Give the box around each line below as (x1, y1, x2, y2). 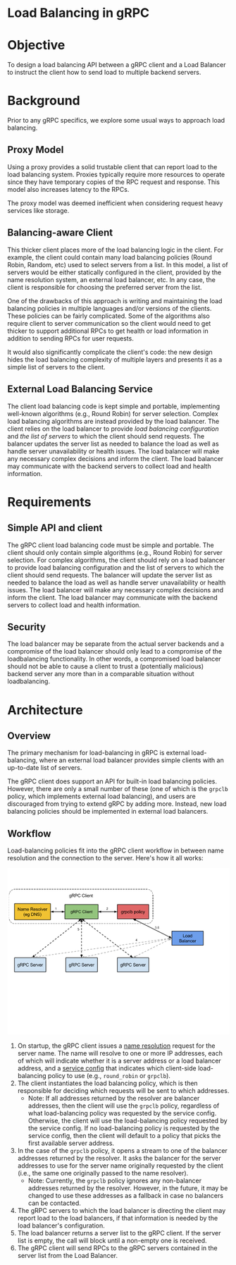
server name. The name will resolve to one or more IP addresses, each (17, 1049, 223, 1058)
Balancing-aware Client (7, 227, 113, 239)
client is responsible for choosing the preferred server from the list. (7, 283, 202, 291)
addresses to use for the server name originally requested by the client (17, 1161, 224, 1170)
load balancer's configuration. (17, 1221, 106, 1230)
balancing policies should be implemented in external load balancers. (7, 807, 209, 816)
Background (7, 93, 80, 109)
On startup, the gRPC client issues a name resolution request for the (17, 1041, 216, 1050)
